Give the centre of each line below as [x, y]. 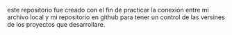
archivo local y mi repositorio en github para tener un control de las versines [116, 17]
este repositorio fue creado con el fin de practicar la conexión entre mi [108, 10]
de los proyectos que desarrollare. [56, 24]
